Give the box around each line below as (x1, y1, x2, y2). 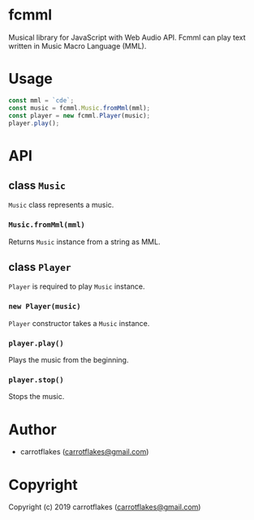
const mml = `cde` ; (8, 96, 75, 105)
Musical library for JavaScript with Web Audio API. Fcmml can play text (8, 32, 246, 42)
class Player (8, 260, 71, 274)
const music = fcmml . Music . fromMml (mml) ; (8, 104, 151, 112)
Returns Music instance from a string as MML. (8, 237, 161, 247)
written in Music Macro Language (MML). (8, 41, 147, 50)
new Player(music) (8, 302, 81, 312)
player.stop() (8, 376, 64, 385)
